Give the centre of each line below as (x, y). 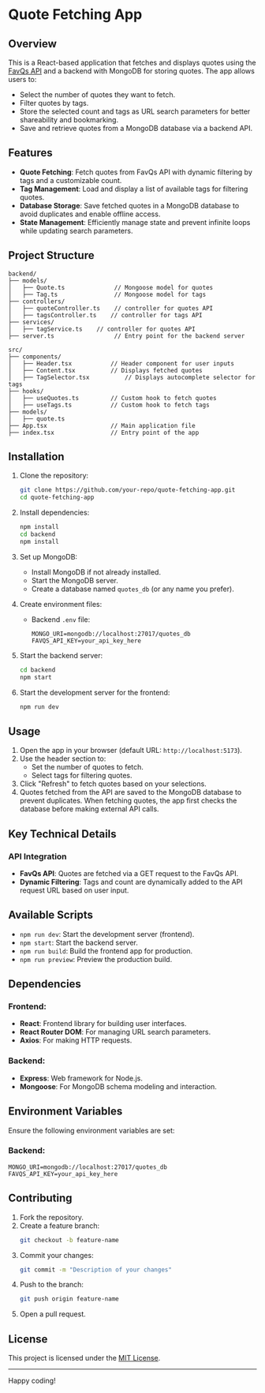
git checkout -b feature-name (69, 1240)
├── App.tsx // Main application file (102, 425)
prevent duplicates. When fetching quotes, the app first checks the (128, 801)
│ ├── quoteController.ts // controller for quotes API (111, 308)
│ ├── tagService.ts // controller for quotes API (102, 329)
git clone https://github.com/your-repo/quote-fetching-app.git (127, 490)
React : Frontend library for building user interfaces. (103, 1024)
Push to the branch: (52, 1285)
